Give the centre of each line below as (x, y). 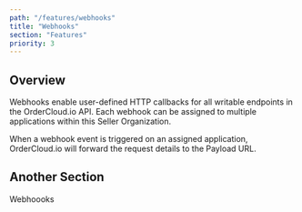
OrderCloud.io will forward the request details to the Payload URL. (133, 149)
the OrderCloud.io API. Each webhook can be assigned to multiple (133, 112)
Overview (38, 80)
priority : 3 (32, 43)
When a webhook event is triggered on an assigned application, (129, 139)
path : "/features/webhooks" (63, 18)
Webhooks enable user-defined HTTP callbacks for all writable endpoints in (151, 102)
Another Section (57, 177)
